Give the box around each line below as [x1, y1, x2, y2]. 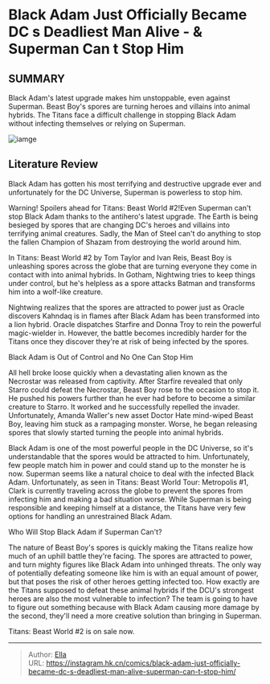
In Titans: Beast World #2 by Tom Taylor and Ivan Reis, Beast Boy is [8, 252, 232, 262]
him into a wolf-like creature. [8, 287, 103, 297]
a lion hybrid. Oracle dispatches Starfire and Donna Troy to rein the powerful [8, 319, 261, 329]
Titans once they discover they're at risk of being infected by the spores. [8, 336, 249, 346]
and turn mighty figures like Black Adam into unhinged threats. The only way [8, 559, 262, 569]
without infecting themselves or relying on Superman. [8, 119, 186, 128]
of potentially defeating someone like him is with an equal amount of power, [8, 568, 259, 578]
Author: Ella [27, 649, 67, 659]
